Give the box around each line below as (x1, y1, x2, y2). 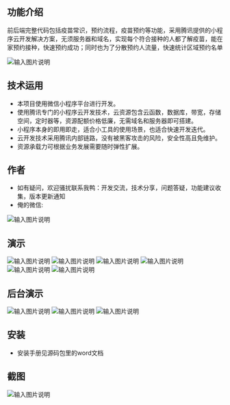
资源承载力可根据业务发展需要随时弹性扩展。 (16, 142, 144, 150)
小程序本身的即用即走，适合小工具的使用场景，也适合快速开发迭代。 (16, 125, 209, 133)
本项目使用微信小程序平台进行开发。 (16, 99, 120, 108)
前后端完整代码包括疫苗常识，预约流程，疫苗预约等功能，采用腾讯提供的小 (7, 26, 217, 34)
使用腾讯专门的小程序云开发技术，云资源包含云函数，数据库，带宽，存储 (16, 108, 221, 116)
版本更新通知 (29, 192, 66, 200)
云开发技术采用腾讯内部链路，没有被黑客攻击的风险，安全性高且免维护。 (16, 133, 221, 142)
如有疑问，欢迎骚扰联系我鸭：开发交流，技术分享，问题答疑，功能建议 (16, 184, 216, 192)
